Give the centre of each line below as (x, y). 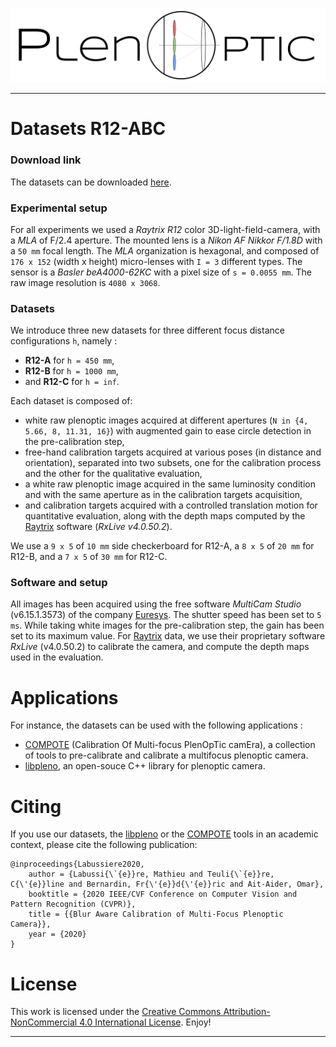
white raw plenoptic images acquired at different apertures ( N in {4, (166, 420)
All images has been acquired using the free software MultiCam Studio (156, 604)
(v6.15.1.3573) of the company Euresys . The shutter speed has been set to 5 (166, 615)
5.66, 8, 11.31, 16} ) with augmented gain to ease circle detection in (168, 431)
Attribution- (247, 1012)
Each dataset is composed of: (71, 401)
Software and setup (59, 583)
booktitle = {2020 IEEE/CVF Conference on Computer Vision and (163, 894)
